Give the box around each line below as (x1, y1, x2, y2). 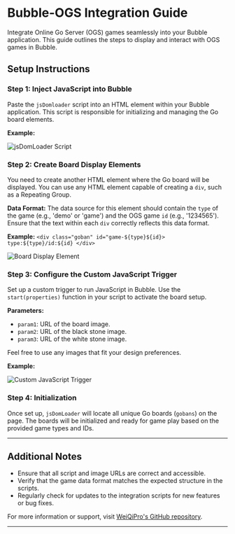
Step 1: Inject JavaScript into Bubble (7, 84, 133, 94)
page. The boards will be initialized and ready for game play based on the (7, 416, 219, 425)
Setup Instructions (7, 63, 90, 75)
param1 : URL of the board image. (17, 320, 111, 328)
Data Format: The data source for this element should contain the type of (7, 204, 219, 212)
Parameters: (7, 307, 44, 315)
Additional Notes (7, 450, 83, 463)
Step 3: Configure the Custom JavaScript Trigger (7, 269, 177, 279)
